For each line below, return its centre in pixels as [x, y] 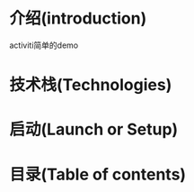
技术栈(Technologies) [91, 85]
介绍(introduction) [78, 18]
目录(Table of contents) [98, 174]
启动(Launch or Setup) [94, 129]
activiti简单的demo [44, 45]
